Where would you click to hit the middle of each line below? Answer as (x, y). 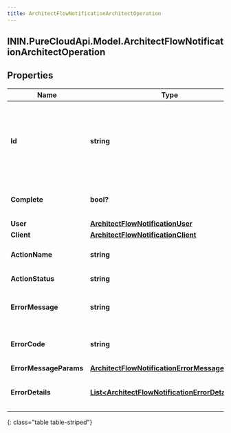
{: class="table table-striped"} (50, 422)
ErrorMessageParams (47, 368)
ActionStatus (33, 278)
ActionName (32, 254)
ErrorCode (28, 344)
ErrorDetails (31, 392)
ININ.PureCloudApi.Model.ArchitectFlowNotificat (115, 42)
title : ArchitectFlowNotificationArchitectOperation (84, 13)
